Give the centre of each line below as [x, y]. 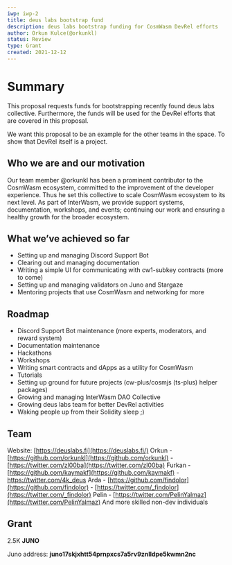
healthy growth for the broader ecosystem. [68, 217]
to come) [30, 278]
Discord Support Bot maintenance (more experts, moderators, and [111, 331]
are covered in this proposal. [48, 120]
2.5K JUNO [23, 540]
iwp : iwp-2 [23, 14]
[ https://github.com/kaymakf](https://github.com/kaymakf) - [93, 473]
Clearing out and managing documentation [78, 263]
